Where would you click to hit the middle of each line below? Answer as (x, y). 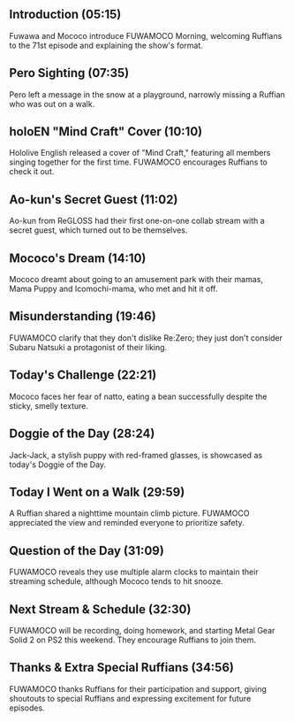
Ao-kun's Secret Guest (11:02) (94, 200)
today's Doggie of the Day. (58, 465)
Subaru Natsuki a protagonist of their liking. (88, 347)
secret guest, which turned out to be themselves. (98, 230)
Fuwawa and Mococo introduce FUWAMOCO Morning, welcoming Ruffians (146, 35)
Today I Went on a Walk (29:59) (97, 492)
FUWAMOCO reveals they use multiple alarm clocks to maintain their (134, 572)
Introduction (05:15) (65, 15)
